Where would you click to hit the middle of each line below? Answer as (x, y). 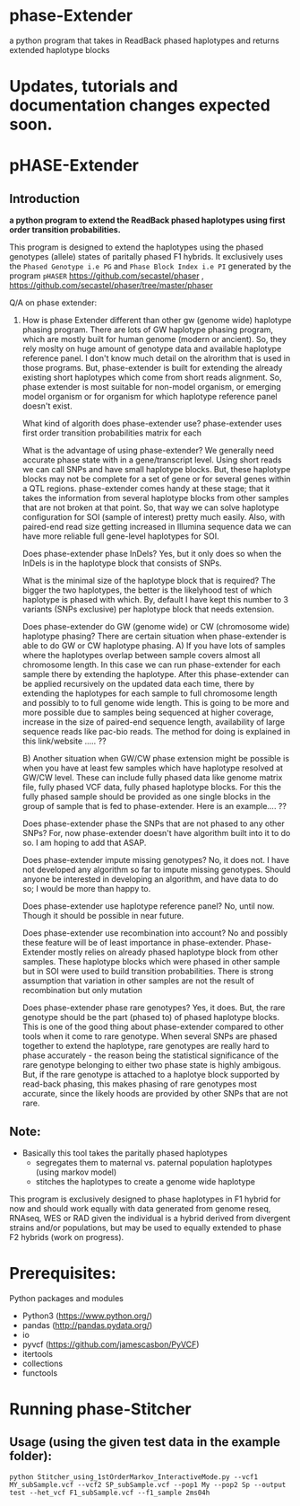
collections (43, 1363)
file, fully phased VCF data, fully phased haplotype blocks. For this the (152, 788)
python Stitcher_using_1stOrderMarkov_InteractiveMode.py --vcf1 (133, 1477)
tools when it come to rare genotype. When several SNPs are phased (150, 1036)
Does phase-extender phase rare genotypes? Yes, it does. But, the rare (154, 1008)
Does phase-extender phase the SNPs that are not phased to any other (153, 823)
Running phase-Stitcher (100, 1409)
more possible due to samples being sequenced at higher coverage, (148, 713)
